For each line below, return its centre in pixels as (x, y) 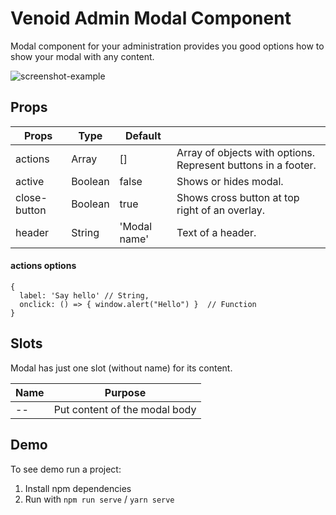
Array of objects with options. (246, 152)
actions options (43, 266)
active (30, 181)
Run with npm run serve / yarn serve (99, 499)
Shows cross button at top (238, 197)
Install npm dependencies (78, 488)
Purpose (125, 392)
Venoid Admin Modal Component (151, 18)
